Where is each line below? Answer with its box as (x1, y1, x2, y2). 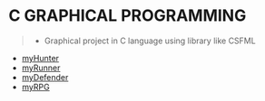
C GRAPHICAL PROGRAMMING (8, 5, 247, 26)
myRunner (21, 62, 61, 73)
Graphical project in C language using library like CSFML (44, 35, 256, 46)
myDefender (21, 71, 69, 82)
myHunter (21, 52, 60, 63)
